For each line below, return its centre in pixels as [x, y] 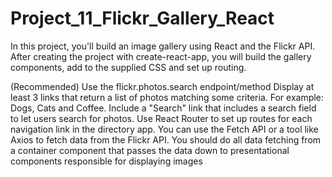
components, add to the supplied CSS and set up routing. [128, 67]
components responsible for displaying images [106, 161]
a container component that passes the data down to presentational [150, 150]
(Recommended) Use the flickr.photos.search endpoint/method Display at [162, 86]
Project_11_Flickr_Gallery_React [142, 18]
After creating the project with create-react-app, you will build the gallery [161, 56]
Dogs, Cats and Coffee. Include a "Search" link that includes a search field [163, 108]
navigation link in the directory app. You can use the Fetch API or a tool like [164, 129]
